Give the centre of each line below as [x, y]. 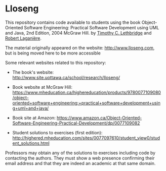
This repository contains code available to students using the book [73, 22]
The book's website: [33, 72]
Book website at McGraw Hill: [42, 87]
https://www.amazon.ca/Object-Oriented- [99, 117]
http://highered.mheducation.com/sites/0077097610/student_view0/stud [86, 138]
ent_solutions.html [31, 143]
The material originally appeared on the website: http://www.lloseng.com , [80, 48]
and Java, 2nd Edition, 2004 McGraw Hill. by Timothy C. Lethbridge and [78, 33]
